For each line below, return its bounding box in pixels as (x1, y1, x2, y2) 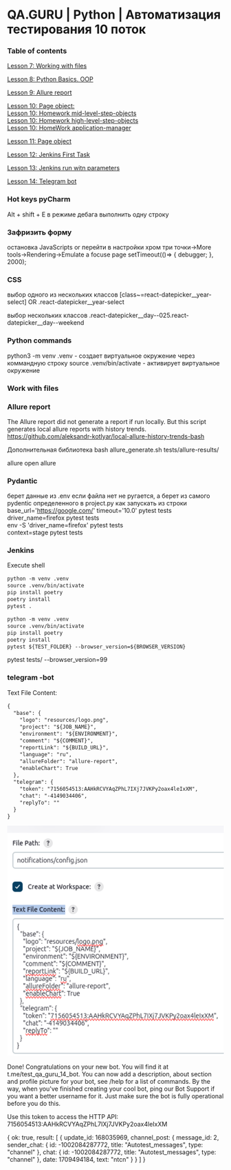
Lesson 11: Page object (7, 137, 72, 145)
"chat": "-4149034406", (19, 792, 88, 799)
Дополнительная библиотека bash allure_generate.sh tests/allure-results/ (7, 445, 219, 454)
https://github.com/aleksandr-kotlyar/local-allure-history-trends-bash (7, 432, 205, 441)
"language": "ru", (19, 751, 72, 758)
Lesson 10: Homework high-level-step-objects (7, 117, 139, 125)
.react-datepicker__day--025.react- (89, 311, 189, 320)
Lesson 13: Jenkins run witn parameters (7, 164, 120, 172)
